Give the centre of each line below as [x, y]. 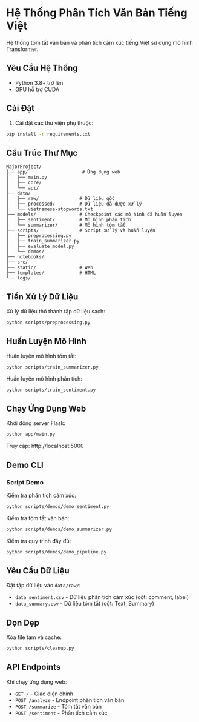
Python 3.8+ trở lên [39, 82]
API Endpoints [34, 667]
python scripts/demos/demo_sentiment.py [58, 506]
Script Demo [25, 482]
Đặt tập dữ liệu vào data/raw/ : [44, 586]
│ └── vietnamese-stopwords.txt [50, 209]
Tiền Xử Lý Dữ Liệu [42, 297]
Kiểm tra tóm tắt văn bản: [38, 518]
